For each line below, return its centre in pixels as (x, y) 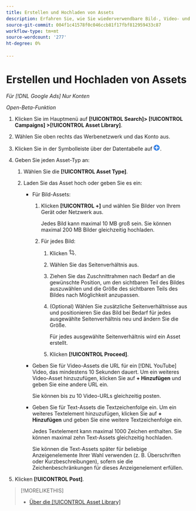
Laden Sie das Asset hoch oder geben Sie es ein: (83, 183)
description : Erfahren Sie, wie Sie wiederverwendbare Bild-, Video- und (98, 19)
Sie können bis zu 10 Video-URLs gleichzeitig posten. (97, 395)
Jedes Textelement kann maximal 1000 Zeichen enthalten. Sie (107, 431)
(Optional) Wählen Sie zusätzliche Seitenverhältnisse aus (119, 306)
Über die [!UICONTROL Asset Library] (75, 502)
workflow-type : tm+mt (33, 31)
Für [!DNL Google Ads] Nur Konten (48, 96)
